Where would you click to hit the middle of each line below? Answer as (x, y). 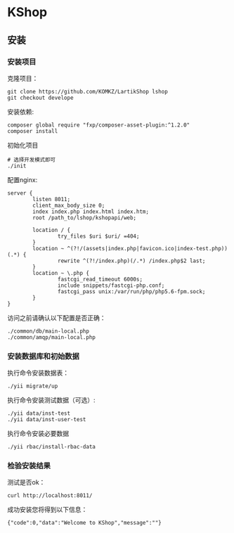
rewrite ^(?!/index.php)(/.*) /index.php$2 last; (131, 261)
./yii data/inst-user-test (47, 420)
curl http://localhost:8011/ (50, 496)
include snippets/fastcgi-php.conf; (111, 285)
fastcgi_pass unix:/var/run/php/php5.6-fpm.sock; (131, 291)
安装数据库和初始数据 (43, 356)
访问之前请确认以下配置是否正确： (57, 318)
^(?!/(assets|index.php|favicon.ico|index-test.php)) (148, 248)
